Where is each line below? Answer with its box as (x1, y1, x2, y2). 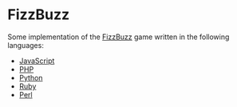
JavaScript (18, 56, 55, 65)
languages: (7, 40, 45, 50)
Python (18, 73, 43, 82)
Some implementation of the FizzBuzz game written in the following (7, 32, 230, 42)
